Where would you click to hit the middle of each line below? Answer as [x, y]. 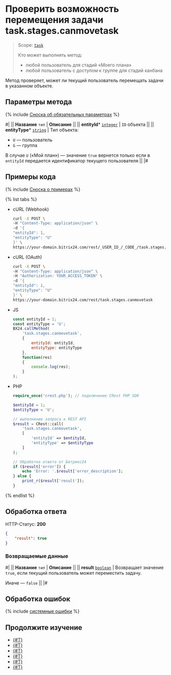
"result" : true [31, 538]
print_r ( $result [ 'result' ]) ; [53, 481]
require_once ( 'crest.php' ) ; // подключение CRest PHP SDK [76, 396]
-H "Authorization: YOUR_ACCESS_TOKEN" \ [58, 276]
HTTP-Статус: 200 [26, 524]
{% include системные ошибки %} [42, 611]
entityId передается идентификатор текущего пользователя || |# [77, 160]
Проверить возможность [62, 9]
